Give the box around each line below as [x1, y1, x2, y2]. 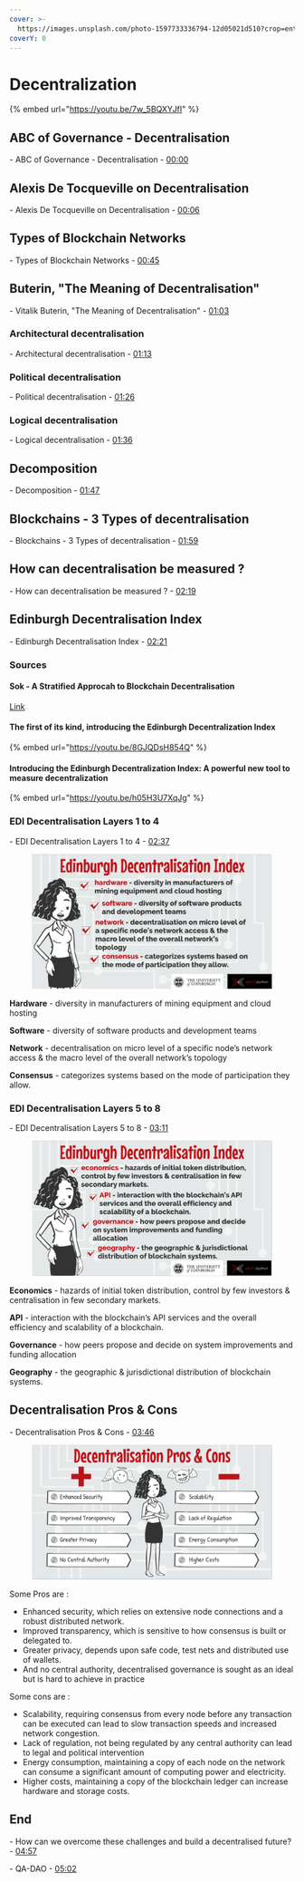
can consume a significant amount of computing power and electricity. [22, 1766, 287, 1777]
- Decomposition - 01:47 [9, 485, 100, 496]
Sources [9, 658, 47, 671]
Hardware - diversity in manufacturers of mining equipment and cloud [9, 998, 271, 1009]
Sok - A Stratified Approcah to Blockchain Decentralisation [9, 680, 235, 692]
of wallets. [22, 1654, 62, 1665]
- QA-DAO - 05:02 [9, 1863, 77, 1874]
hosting [9, 1007, 38, 1018]
